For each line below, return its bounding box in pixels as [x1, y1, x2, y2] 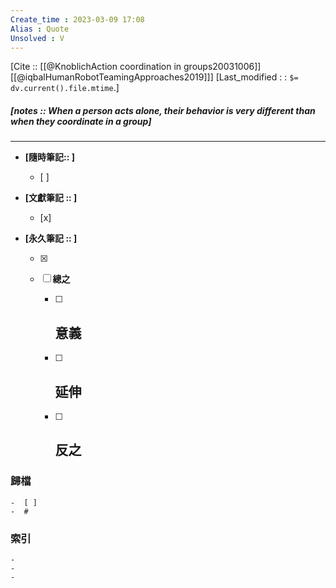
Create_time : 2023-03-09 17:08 [10, 14, 145, 25]
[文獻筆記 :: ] [24, 192, 78, 204]
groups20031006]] [183, 61, 262, 73]
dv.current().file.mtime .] [10, 82, 120, 94]
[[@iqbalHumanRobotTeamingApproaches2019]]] [10, 71, 214, 83]
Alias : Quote [10, 24, 70, 34]
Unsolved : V [10, 33, 65, 43]
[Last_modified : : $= [215, 71, 299, 83]
